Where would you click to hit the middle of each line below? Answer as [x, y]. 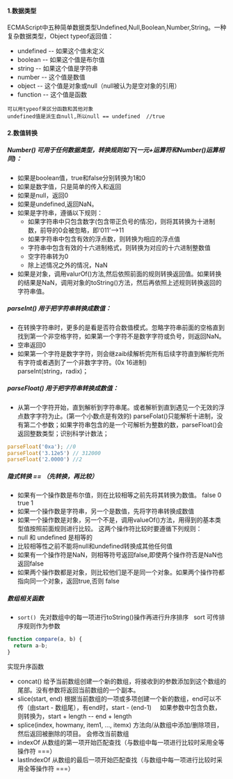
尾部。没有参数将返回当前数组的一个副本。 [78, 690]
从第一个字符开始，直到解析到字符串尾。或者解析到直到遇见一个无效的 [118, 407]
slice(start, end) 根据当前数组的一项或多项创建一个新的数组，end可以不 [119, 699]
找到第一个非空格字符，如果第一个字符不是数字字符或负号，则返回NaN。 [121, 336]
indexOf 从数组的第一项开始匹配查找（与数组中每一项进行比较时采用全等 [121, 742]
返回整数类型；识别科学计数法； [63, 433]
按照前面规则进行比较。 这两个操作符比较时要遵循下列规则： [116, 529]
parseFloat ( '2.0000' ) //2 [45, 460]
